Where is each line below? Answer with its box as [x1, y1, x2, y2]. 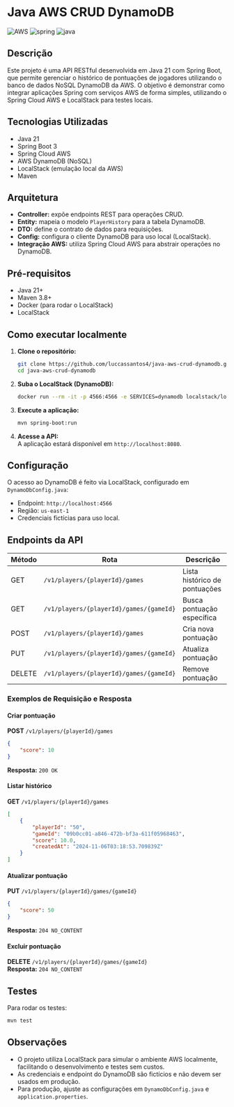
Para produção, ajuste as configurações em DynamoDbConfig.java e [17, 1085, 210, 1093]
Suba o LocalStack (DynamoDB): [17, 380, 114, 388]
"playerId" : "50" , [32, 824, 86, 831]
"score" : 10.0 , [32, 837, 77, 844]
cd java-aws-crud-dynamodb [17, 367, 96, 374]
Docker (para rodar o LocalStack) [17, 301, 114, 309]
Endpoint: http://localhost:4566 [17, 499, 113, 507]
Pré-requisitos [7, 267, 72, 279]
